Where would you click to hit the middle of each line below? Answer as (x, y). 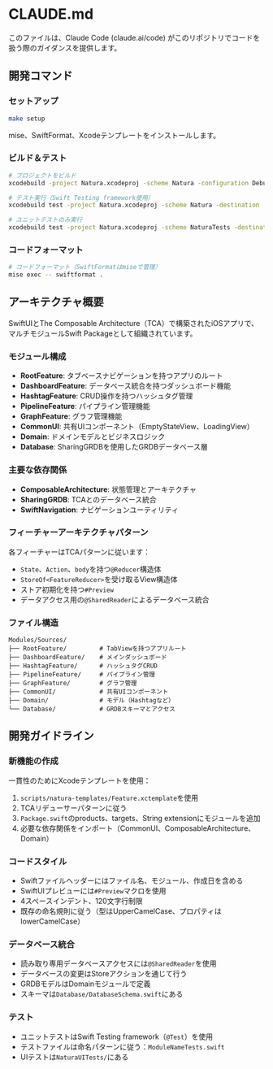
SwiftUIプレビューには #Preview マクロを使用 (93, 891)
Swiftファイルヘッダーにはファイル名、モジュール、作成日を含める (132, 881)
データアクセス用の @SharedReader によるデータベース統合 (115, 599)
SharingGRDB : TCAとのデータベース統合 (88, 499)
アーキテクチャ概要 (56, 302)
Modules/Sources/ (38, 640)
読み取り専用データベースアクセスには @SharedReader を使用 (118, 963)
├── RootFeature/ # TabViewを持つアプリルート (97, 649)
